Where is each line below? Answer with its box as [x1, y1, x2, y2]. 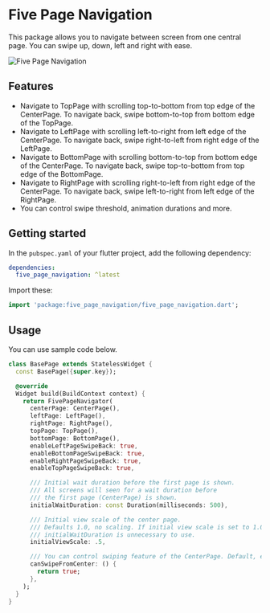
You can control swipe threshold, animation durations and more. [19, 203, 232, 213]
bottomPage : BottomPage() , [29, 434, 121, 443]
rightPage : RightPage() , [29, 419, 113, 427]
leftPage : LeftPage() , [29, 412, 106, 420]
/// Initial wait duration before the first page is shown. [29, 479, 235, 487]
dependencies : [8, 264, 56, 272]
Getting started [8, 227, 87, 240]
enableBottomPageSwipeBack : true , [29, 449, 146, 457]
